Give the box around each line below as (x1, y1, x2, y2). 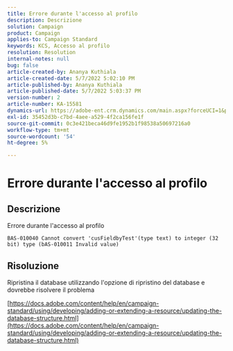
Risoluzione (7, 260, 60, 272)
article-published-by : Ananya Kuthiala (7, 81, 123, 88)
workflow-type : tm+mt (7, 126, 70, 133)
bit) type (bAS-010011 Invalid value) (7, 241, 119, 248)
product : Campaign (7, 29, 60, 37)
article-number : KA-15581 (7, 101, 82, 108)
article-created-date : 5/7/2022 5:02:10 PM (7, 74, 135, 82)
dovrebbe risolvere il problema (7, 286, 95, 294)
